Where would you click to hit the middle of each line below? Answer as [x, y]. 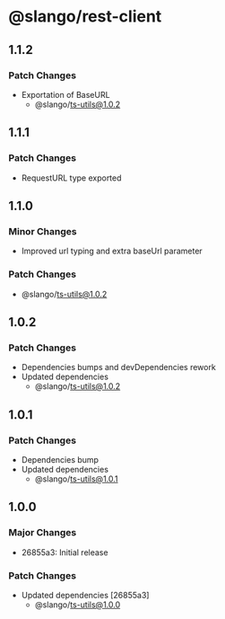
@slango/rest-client [85, 17]
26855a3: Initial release [65, 552]
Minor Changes [43, 231]
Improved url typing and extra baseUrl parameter [112, 251]
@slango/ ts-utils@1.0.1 [76, 479]
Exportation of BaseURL [65, 94]
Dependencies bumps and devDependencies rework [118, 367]
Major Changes [43, 533]
